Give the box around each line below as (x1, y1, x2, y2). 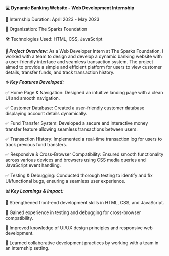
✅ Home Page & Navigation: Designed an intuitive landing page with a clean (5, 90, 163, 95)
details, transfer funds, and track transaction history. (5, 69, 115, 75)
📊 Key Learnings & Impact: (5, 188, 64, 194)
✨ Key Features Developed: (5, 79, 64, 85)
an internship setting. (5, 245, 50, 251)
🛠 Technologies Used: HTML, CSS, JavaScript (5, 36, 103, 42)
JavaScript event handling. (5, 162, 61, 168)
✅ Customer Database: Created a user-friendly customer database (5, 105, 145, 111)
